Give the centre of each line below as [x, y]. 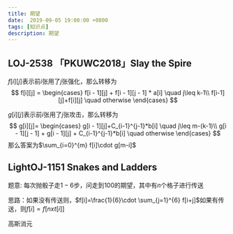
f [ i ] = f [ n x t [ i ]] [45, 209]
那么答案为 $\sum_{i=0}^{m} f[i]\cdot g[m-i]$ [72, 145]
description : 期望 [33, 33]
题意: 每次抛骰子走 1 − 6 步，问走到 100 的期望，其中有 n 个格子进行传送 [106, 185]
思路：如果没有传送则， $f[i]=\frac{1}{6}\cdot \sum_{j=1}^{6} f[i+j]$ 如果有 [113, 200]
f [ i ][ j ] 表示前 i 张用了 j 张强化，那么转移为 [62, 82]
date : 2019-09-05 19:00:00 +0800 [58, 20]
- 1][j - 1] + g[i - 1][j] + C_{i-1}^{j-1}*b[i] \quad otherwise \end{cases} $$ [118, 133]
